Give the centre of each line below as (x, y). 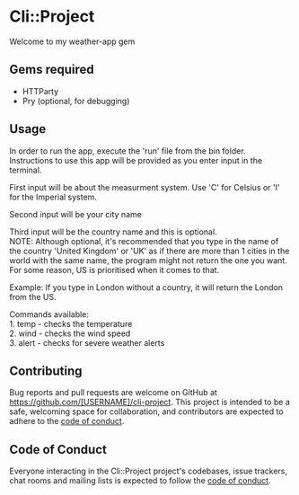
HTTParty (40, 91)
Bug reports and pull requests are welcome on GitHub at (114, 393)
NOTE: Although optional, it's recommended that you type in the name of (144, 241)
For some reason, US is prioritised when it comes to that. (114, 270)
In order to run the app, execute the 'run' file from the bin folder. (128, 151)
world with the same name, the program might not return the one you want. (148, 260)
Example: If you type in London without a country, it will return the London (146, 287)
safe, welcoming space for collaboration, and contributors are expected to (147, 411)
